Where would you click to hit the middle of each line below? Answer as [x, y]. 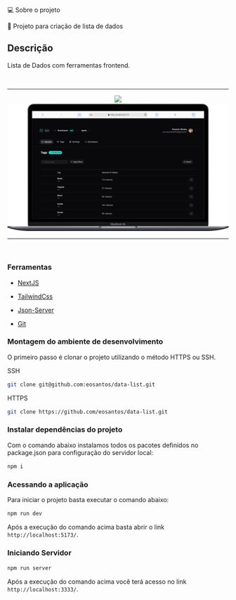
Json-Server [35, 310]
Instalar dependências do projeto [65, 430]
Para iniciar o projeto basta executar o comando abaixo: [88, 500]
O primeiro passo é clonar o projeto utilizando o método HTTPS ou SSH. [112, 357]
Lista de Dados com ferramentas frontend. [69, 65]
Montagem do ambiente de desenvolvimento [85, 342]
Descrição [30, 48]
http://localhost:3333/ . [43, 589]
